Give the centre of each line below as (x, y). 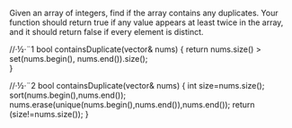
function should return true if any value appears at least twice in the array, (146, 22)
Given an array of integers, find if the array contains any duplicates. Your (144, 13)
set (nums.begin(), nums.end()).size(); (79, 59)
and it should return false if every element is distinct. (106, 32)
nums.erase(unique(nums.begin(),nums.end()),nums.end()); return (132, 105)
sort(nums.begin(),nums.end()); (68, 95)
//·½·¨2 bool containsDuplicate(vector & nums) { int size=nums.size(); (137, 85)
